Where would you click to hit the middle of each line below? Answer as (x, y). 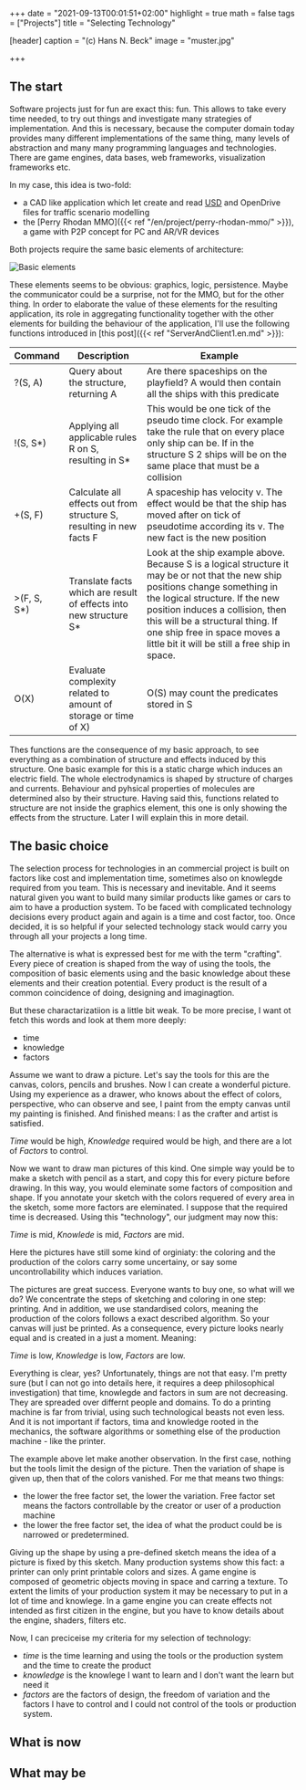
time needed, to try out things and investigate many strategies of (131, 119)
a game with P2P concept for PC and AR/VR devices (121, 231)
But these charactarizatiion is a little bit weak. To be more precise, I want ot (150, 1010)
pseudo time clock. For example (215, 420)
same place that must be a (203, 466)
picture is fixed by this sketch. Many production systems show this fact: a (147, 1562)
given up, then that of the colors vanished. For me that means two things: (147, 1478)
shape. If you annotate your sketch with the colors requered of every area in (152, 1197)
